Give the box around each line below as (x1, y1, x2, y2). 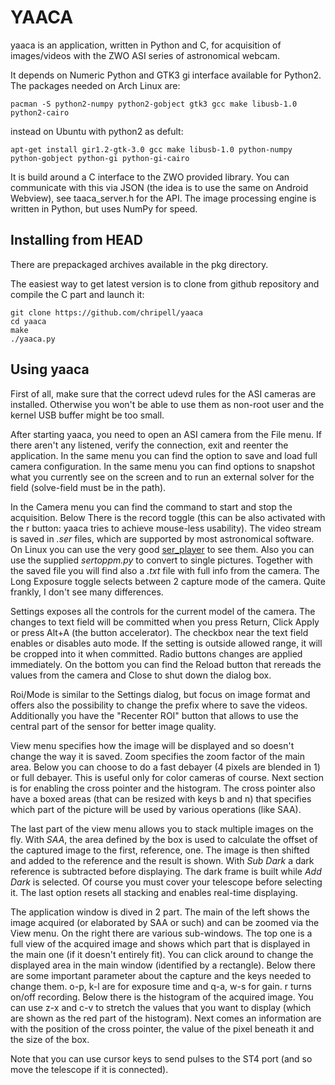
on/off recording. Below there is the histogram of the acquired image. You (10, 991, 314, 1003)
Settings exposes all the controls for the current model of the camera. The (10, 605, 316, 617)
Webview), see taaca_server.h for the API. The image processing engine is (10, 192, 317, 204)
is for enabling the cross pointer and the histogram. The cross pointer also (10, 782, 316, 794)
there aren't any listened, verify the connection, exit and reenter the (10, 439, 289, 451)
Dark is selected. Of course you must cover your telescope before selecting (10, 876, 323, 888)
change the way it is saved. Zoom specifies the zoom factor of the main (10, 750, 305, 762)
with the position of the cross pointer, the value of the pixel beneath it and (10, 1022, 315, 1035)
